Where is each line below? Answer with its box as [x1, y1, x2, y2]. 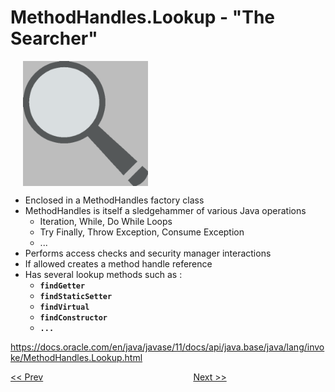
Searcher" [10, 27, 98, 50]
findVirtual [39, 302, 90, 312]
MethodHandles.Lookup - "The [10, 6, 276, 29]
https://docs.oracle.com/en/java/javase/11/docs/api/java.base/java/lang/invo [10, 341, 325, 353]
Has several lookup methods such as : [24, 268, 183, 280]
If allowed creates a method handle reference [24, 257, 213, 270]
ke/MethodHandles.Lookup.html [10, 351, 143, 363]
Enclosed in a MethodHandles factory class [24, 194, 205, 206]
